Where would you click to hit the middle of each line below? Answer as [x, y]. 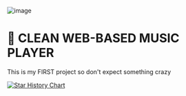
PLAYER [31, 53]
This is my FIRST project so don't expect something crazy [89, 71]
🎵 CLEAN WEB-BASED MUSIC [93, 38]
